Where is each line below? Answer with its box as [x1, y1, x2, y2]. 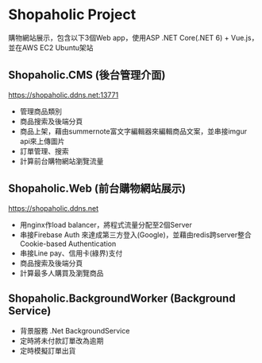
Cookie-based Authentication [19, 239, 117, 248]
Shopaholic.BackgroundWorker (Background [8, 291, 236, 305]
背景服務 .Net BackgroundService [19, 326, 130, 336]
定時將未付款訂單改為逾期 [19, 336, 104, 345]
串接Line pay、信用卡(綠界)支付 [19, 248, 123, 258]
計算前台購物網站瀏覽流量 [19, 156, 104, 166]
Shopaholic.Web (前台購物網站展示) [8, 181, 187, 196]
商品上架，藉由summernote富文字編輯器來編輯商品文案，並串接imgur [19, 126, 248, 136]
